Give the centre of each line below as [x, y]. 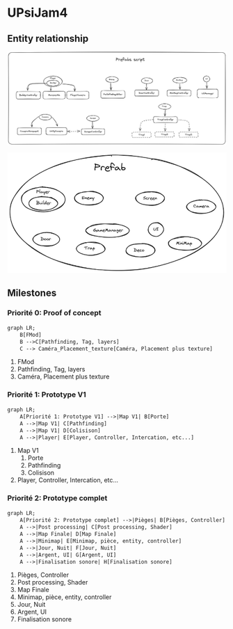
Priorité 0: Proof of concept [55, 312]
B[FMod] [31, 335]
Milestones [32, 293]
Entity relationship [48, 39]
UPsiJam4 [38, 13]
